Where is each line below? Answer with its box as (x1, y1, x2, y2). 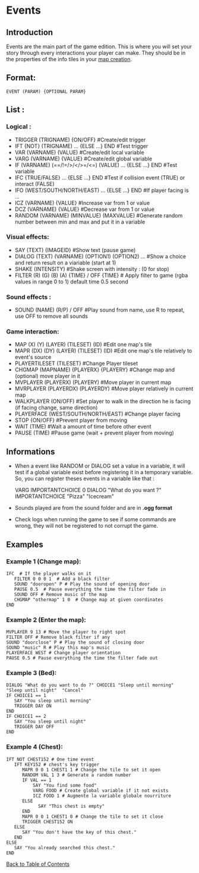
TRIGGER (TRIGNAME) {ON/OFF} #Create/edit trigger (14, 136, 146, 143)
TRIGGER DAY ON (14, 703, 52, 709)
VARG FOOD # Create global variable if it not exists (32, 787, 169, 793)
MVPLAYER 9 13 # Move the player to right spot (6, 629, 127, 635)
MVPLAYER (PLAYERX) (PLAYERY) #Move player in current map (14, 379, 172, 386)
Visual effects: (6, 233, 49, 241)
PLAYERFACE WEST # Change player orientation (6, 650, 121, 656)
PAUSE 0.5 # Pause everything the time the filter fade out (6, 655, 159, 661)
